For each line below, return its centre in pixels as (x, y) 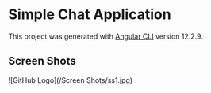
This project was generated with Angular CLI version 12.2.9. (106, 36)
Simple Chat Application (90, 15)
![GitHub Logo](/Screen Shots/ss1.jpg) (71, 80)
